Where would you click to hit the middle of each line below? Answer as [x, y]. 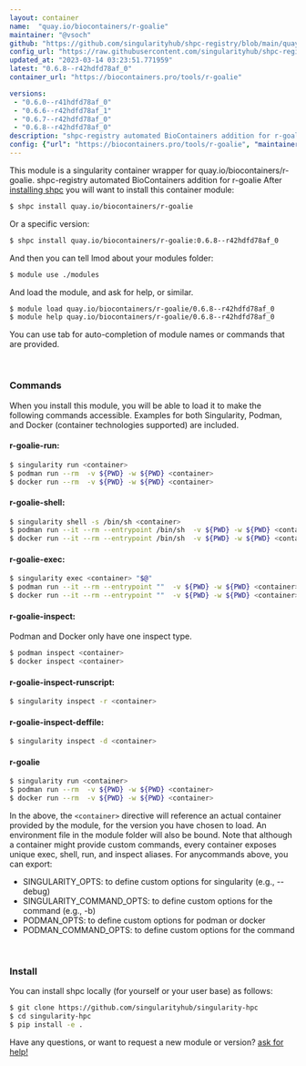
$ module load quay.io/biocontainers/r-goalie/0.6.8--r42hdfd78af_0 [142, 309]
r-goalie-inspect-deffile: [57, 722]
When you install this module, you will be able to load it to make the [136, 405]
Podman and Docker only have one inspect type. [101, 636]
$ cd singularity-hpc [51, 1017]
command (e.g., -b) [59, 910]
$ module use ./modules [55, 274]
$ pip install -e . [46, 1025]
